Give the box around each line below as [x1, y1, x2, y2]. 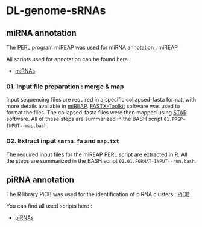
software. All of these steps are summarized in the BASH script [6, 116, 163, 123]
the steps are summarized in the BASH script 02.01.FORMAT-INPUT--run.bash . [6, 157, 197, 164]
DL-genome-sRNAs [6, 4, 106, 18]
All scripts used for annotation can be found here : [6, 56, 131, 62]
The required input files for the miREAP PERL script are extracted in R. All [6, 151, 188, 158]
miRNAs [14, 67, 36, 74]
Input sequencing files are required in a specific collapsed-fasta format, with [6, 96, 197, 104]
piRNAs [14, 214, 34, 222]
